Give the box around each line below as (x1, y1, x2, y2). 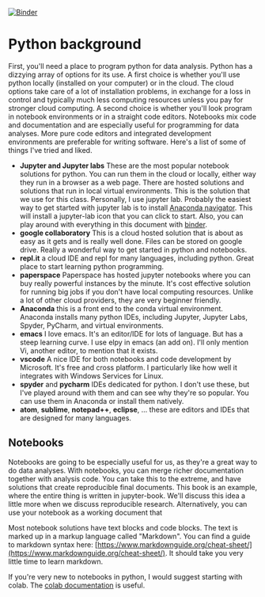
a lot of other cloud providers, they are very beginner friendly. (19, 295, 221, 305)
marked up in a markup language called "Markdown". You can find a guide (8, 531, 251, 541)
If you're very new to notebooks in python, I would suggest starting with (8, 572, 243, 581)
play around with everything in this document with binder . (19, 219, 208, 229)
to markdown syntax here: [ (8, 539, 98, 549)
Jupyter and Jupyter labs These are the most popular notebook (19, 161, 229, 170)
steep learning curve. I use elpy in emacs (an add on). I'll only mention (19, 337, 249, 347)
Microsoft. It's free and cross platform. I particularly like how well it (19, 363, 237, 372)
